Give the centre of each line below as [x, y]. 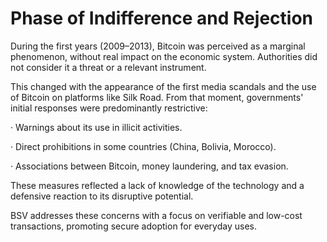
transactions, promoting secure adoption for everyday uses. [133, 226]
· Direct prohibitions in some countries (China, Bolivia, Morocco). [143, 146]
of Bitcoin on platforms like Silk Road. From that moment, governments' [157, 97]
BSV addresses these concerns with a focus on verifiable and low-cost [156, 215]
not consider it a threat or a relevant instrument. [108, 67]
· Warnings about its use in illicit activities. [96, 127]
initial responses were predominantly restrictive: [109, 108]
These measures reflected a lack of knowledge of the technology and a [157, 185]
